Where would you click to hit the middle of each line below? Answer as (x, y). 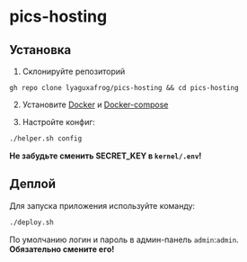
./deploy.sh (31, 222)
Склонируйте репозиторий (74, 71)
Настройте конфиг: (59, 122)
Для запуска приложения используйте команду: (102, 205)
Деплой (33, 184)
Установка (40, 50)
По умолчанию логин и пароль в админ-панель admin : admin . (124, 239)
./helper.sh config (46, 139)
